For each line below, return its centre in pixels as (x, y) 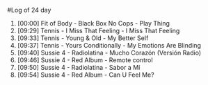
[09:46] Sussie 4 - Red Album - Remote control (85, 60)
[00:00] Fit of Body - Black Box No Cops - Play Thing (94, 23)
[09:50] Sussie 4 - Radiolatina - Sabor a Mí (79, 67)
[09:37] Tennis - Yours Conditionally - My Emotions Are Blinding (109, 45)
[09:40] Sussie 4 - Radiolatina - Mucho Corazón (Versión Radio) (109, 53)
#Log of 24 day (29, 10)
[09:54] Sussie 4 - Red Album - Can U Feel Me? (86, 75)
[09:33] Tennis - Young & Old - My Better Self (83, 38)
